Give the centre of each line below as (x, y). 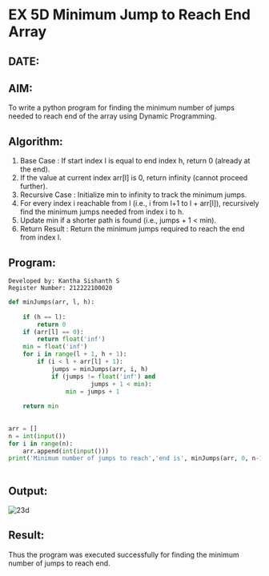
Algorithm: (36, 141)
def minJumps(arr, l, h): (51, 302)
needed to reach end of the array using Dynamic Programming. (112, 116)
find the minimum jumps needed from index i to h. (102, 212)
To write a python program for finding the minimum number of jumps (121, 108)
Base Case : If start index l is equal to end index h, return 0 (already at (135, 161)
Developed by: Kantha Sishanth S (64, 281)
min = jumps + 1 (92, 391)
